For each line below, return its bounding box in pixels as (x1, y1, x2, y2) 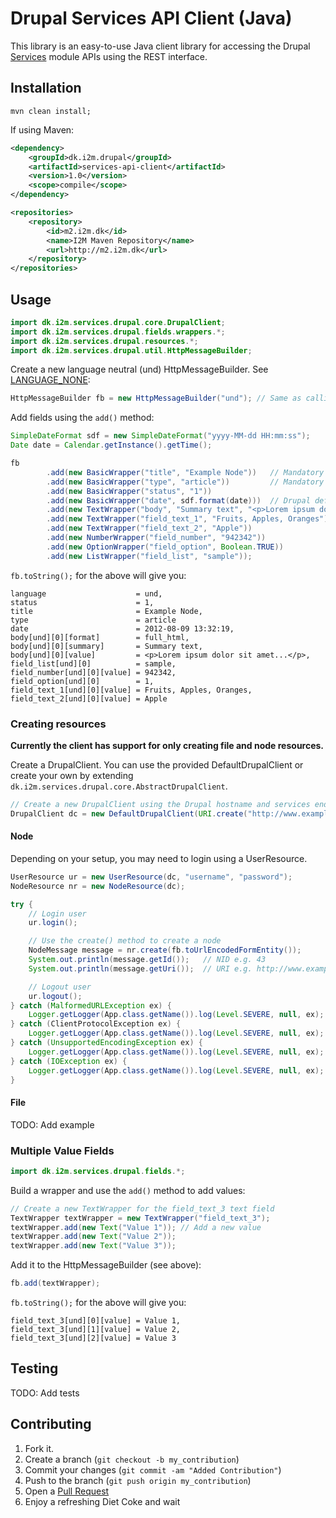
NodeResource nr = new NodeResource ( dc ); (10, 881, 186, 891)
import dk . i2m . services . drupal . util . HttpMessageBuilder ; (10, 345, 253, 356)
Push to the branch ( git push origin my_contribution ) (24, 1474, 252, 1486)
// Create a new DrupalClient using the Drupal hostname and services (10, 799, 311, 809)
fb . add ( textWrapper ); (10, 1278, 101, 1289)
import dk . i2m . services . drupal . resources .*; (10, 336, 199, 346)
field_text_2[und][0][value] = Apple (10, 693, 168, 704)
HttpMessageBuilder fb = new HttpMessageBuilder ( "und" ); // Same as (10, 393, 302, 404)
